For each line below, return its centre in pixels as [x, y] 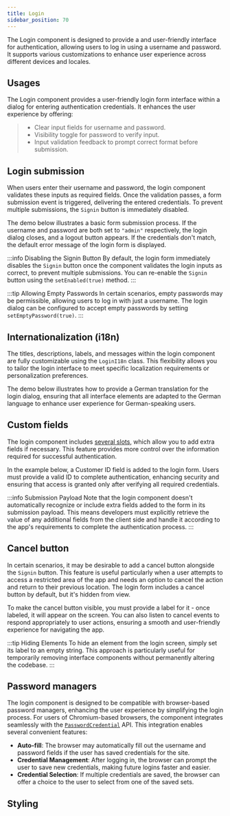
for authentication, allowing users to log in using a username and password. [114, 47]
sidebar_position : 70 [38, 20]
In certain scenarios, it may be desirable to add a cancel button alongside [111, 565]
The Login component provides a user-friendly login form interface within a [114, 100]
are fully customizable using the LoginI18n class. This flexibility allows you [112, 361]
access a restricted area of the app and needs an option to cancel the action [115, 579]
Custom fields [38, 425]
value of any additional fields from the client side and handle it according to [114, 519]
